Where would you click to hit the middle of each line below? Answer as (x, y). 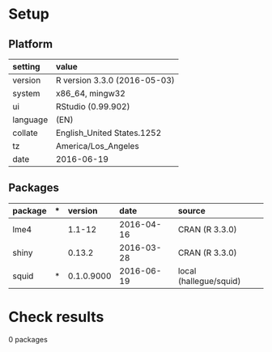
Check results (56, 317)
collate (25, 133)
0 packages (28, 339)
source (191, 210)
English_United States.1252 (108, 133)
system (26, 93)
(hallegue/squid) (209, 281)
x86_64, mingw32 (90, 93)
